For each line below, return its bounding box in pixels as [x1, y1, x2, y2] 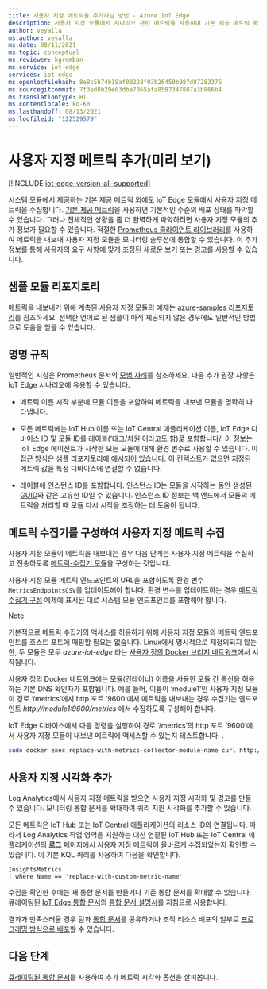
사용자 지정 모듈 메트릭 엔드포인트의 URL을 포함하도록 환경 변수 [8, 575, 204, 585]
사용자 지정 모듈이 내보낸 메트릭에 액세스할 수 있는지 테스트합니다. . [16, 731, 224, 740]
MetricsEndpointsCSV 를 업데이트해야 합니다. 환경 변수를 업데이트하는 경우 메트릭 [8, 585, 258, 595]
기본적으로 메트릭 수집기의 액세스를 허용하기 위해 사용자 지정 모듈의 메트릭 [8, 628, 238, 637]
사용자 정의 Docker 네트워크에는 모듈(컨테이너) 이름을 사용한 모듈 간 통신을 [8, 674, 241, 684]
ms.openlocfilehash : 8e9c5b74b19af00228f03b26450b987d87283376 [8, 78, 222, 86]
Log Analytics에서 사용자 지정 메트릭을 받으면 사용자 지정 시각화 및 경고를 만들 [8, 793, 252, 802]
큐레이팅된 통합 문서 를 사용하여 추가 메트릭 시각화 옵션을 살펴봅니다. [8, 972, 219, 982]
